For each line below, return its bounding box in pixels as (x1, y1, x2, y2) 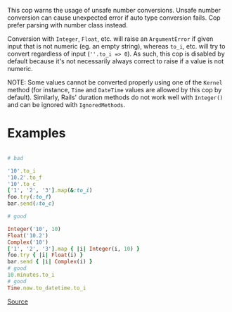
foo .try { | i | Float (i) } (7, 251, 83, 259)
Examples (7, 125, 66, 142)
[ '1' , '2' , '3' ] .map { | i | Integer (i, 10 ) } (7, 245, 140, 252)
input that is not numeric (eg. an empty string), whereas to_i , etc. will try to (7, 42, 226, 50)
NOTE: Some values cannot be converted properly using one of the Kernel (7, 78, 223, 87)
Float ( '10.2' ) (7, 232, 49, 239)
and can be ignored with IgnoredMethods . (7, 101, 125, 108)
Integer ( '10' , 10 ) (7, 225, 61, 232)
